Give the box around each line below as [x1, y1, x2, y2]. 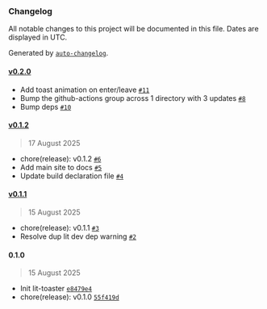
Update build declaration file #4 [19, 171, 123, 181]
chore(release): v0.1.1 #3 [19, 223, 99, 232]
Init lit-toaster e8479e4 [19, 284, 93, 294]
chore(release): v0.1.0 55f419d [19, 292, 119, 302]
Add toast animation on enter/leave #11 [19, 85, 150, 94]
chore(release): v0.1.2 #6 [19, 153, 102, 163]
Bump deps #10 [19, 102, 72, 111]
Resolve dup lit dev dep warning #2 [19, 232, 137, 241]
